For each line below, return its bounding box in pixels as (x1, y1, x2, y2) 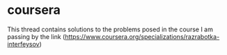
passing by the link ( (7, 32, 65, 40)
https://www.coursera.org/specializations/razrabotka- (65, 32, 220, 40)
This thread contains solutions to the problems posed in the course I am (7, 25, 214, 33)
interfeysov (7, 40, 40, 48)
